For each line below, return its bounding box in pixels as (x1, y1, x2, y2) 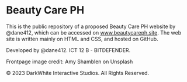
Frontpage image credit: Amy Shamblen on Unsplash (6, 58, 133, 65)
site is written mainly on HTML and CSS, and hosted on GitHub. (6, 35, 159, 42)
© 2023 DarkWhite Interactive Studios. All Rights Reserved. (6, 69, 150, 76)
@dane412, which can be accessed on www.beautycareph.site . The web (6, 29, 182, 36)
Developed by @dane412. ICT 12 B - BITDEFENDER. (6, 46, 131, 53)
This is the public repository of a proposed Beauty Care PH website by (6, 23, 176, 30)
